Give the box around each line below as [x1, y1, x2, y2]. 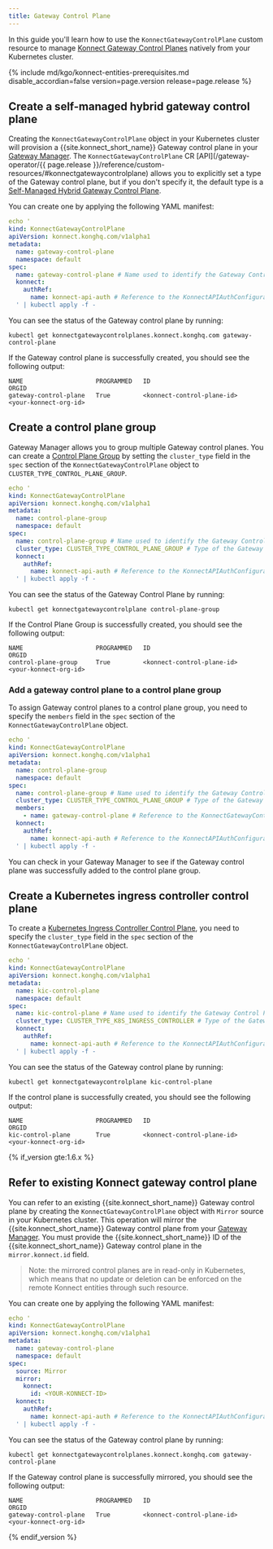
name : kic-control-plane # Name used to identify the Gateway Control [15, 1010, 260, 1018]
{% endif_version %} [8, 1532, 77, 1542]
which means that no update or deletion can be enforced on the [28, 1274, 242, 1283]
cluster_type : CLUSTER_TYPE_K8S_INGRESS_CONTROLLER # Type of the [15, 1017, 245, 1025]
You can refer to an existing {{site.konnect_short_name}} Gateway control [8, 1197, 255, 1207]
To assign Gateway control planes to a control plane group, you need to [8, 702, 248, 713]
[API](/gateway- [196, 152, 250, 161]
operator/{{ [8, 160, 46, 169]
